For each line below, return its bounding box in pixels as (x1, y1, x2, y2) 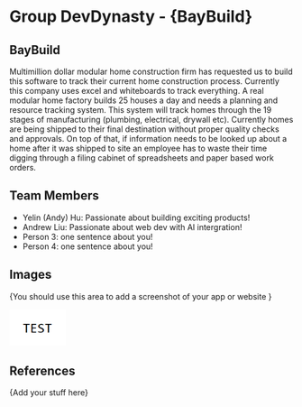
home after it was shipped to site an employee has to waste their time (9, 143, 268, 153)
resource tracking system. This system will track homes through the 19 (9, 105, 272, 115)
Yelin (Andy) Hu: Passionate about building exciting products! (22, 212, 251, 223)
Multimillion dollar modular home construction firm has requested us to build (9, 66, 293, 77)
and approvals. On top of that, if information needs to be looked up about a (9, 134, 288, 143)
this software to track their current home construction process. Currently (9, 76, 279, 87)
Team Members (9, 188, 99, 204)
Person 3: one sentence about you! (22, 231, 153, 242)
